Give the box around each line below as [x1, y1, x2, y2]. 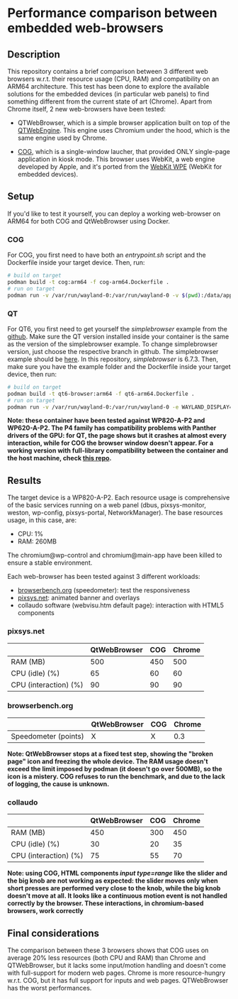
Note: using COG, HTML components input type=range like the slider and [7, 869, 228, 878]
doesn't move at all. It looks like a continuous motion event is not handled [7, 892, 228, 900]
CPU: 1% [17, 530, 44, 539]
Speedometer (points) [11, 731, 84, 741]
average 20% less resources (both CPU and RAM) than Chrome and [7, 953, 206, 962]
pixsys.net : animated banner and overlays [17, 594, 140, 602]
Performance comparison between [7, 5, 217, 21]
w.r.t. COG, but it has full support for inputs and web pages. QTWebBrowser [7, 976, 229, 984]
